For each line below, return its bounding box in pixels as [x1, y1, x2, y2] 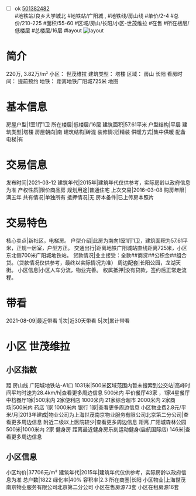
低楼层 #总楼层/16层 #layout [14, 27, 82, 34]
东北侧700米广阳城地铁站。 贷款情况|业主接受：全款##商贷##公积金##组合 [6, 252, 187, 259]
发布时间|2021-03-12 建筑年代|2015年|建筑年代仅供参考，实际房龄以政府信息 [6, 179, 191, 186]
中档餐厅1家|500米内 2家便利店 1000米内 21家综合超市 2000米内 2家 [6, 396, 171, 403]
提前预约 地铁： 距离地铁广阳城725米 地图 [17, 78, 119, 85]
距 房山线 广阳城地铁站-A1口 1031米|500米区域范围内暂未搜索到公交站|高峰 [6, 381, 185, 388]
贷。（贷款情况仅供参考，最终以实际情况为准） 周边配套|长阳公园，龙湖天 [6, 259, 181, 266]
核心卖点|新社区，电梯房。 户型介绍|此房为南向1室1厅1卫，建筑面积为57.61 [6, 237, 183, 244]
